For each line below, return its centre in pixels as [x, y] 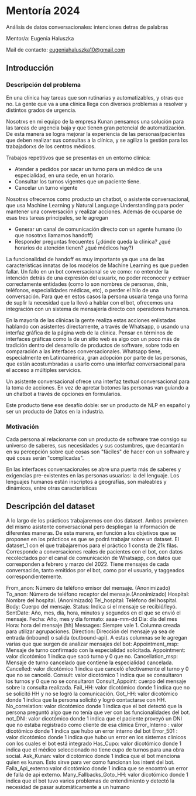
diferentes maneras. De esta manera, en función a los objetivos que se [91, 533]
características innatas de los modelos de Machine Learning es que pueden [97, 265]
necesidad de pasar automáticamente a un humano [68, 787]
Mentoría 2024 [43, 11]
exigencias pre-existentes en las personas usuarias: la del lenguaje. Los [93, 475]
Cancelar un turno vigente [46, 187]
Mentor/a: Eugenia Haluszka [40, 38]
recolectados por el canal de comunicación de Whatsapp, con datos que [94, 558]
